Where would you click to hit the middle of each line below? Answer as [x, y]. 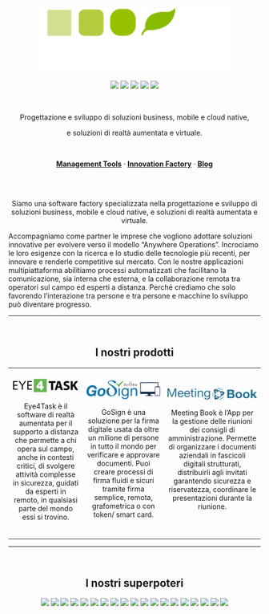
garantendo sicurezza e [212, 481]
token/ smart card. [124, 514]
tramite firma [124, 489]
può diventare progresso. [50, 304]
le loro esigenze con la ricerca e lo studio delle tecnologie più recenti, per [129, 253]
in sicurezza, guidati [46, 483]
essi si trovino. [46, 517]
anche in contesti [46, 457]
